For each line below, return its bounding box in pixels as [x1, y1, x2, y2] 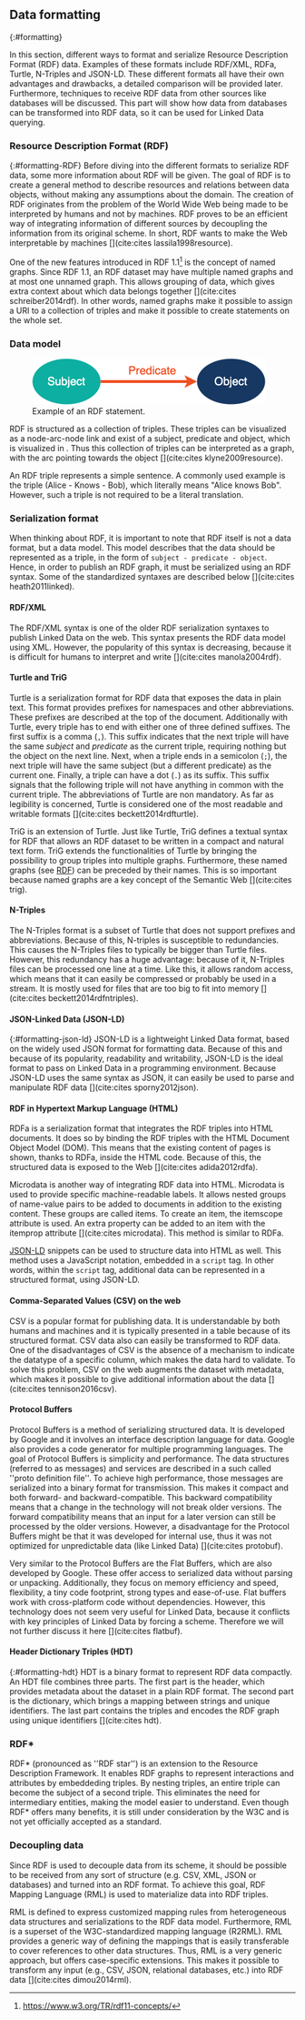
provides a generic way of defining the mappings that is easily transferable [9, 1935, 290, 1946]
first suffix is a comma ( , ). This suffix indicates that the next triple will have [9, 731, 290, 742]
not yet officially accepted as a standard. [9, 1816, 162, 1827]
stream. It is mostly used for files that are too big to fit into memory [9, 983, 260, 994]
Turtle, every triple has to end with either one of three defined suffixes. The [9, 721, 290, 732]
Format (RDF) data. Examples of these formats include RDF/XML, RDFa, [9, 58, 277, 69]
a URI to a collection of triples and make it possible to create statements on [9, 305, 290, 316]
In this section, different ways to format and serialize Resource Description [9, 49, 289, 60]
